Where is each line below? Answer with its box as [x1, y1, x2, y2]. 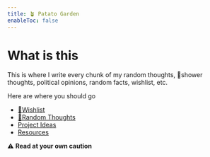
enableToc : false [7, 17, 59, 24]
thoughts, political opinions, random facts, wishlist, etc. [7, 78, 168, 87]
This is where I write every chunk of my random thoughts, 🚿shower [7, 71, 203, 79]
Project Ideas [17, 121, 57, 129]
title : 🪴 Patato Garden [7, 10, 80, 18]
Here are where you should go [7, 92, 96, 100]
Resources [17, 128, 49, 136]
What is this [7, 47, 79, 64]
